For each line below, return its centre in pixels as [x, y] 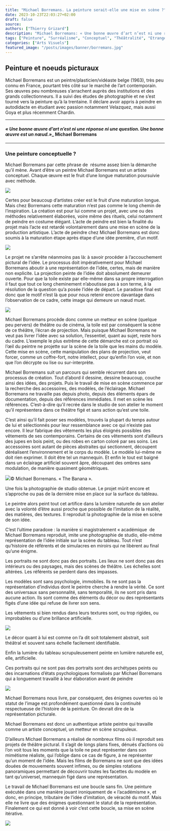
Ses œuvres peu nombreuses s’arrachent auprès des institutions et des [80, 91]
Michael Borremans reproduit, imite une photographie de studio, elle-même [84, 535]
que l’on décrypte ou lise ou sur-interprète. [50, 362]
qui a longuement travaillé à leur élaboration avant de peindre [69, 679]
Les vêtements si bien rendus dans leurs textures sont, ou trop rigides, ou [82, 613]
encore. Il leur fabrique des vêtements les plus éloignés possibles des [78, 430]
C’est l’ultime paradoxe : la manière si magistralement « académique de [80, 529]
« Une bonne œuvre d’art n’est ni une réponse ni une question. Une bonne [84, 129]
